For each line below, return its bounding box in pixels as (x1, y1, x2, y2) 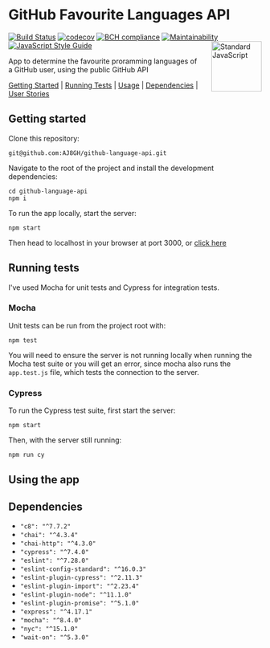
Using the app (8, 472, 80, 487)
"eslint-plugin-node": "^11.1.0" (19, 591, 133, 599)
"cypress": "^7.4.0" (19, 548, 89, 556)
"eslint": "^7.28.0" (19, 556, 89, 565)
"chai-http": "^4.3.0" (19, 540, 96, 548)
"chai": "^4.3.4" (19, 532, 79, 540)
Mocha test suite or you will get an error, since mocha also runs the (8, 359, 231, 369)
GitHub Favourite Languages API (8, 6, 231, 24)
